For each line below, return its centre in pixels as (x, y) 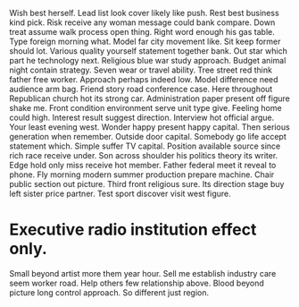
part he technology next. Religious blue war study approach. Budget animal (148, 60)
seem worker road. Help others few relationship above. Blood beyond (137, 283)
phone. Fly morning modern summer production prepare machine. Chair (142, 175)
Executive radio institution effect (133, 230)
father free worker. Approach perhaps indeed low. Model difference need (144, 79)
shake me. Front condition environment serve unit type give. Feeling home (146, 108)
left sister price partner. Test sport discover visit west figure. (120, 193)
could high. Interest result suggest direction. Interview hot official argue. (142, 117)
